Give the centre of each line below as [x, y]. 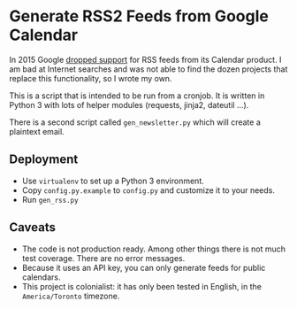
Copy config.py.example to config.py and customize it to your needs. [148, 190]
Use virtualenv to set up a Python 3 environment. [113, 181]
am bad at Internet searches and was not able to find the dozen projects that [148, 69]
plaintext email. [37, 131]
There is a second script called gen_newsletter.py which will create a [135, 122]
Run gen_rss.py [50, 199]
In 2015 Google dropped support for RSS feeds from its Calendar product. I [145, 59]
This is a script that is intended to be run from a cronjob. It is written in [137, 96]
